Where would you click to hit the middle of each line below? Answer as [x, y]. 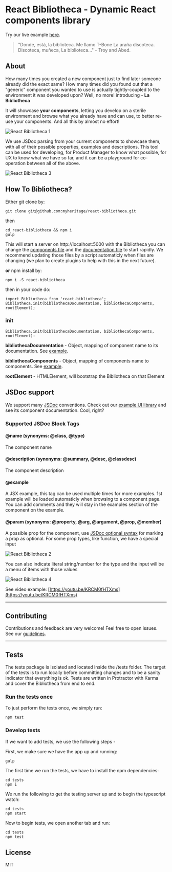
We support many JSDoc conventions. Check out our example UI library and [86, 405]
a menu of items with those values [41, 570]
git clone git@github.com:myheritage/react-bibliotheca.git [71, 211]
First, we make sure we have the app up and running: [61, 751]
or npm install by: [24, 270]
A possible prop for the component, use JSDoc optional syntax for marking [84, 533]
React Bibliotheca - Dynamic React [81, 10]
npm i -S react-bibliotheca [35, 280]
